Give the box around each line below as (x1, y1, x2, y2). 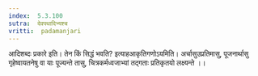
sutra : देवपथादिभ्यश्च (8, 19, 68, 27)
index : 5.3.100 (8, 11, 63, 20)
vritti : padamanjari (8, 27, 82, 35)
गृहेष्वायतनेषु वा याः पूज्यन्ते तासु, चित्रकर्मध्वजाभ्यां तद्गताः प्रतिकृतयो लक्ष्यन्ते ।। (8, 58, 206, 68)
